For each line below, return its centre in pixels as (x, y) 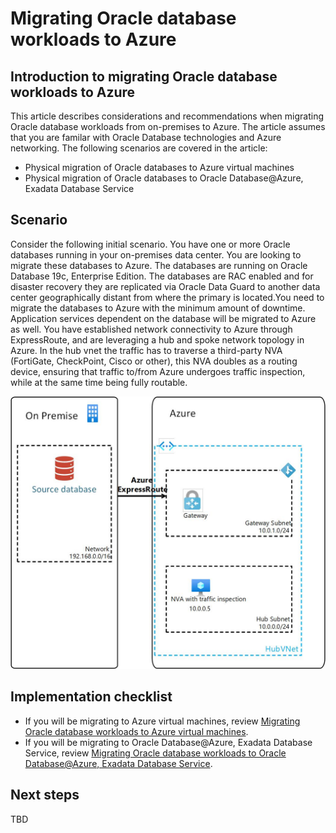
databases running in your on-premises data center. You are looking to (156, 254)
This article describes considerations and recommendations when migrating (167, 116)
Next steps (45, 795)
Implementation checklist (91, 697)
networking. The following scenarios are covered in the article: (139, 148)
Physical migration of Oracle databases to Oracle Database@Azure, (164, 178)
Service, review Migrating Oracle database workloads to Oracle (155, 753)
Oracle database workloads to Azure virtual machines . (136, 731)
